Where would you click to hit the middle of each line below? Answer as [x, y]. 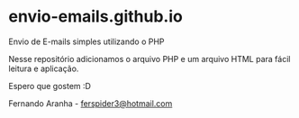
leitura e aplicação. [44, 68]
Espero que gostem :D [50, 86]
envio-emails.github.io [96, 17]
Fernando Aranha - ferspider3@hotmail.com [91, 103]
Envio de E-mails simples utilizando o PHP [86, 41]
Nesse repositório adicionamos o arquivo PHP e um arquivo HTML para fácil [149, 59]
